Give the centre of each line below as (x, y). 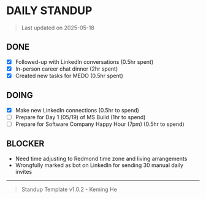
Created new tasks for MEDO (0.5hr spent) (69, 76)
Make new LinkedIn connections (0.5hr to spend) (77, 110)
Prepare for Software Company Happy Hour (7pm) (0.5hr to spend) (100, 124)
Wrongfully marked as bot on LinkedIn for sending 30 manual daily (99, 165)
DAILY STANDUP (49, 11)
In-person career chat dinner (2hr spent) (67, 69)
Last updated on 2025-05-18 (58, 28)
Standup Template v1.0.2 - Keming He (69, 189)
